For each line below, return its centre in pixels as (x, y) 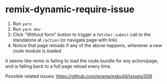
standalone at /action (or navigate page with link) (65, 40)
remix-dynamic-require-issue (70, 9)
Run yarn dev (27, 29)
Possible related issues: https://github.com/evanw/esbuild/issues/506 (79, 76)
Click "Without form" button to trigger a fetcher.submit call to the (82, 34)
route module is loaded (37, 51)
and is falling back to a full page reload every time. (58, 66)
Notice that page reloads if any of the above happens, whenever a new (87, 45)
